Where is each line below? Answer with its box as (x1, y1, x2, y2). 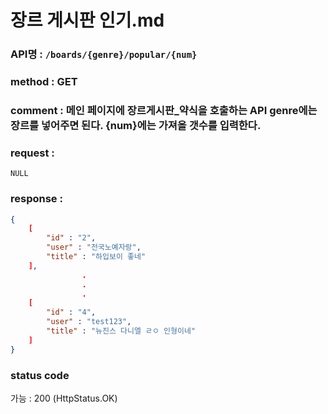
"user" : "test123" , (46, 317, 132, 327)
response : (10, 192, 63, 206)
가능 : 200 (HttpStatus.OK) (10, 392, 118, 404)
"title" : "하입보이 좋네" (46, 252, 147, 262)
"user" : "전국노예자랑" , (46, 242, 142, 253)
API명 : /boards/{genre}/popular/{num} (10, 47, 198, 61)
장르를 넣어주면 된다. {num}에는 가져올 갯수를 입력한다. (10, 118, 262, 132)
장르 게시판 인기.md (10, 9, 165, 32)
